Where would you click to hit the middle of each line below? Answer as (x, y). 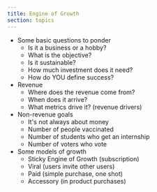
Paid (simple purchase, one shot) (75, 173)
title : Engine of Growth (43, 14)
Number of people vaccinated (70, 129)
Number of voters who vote (67, 144)
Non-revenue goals (45, 114)
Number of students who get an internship (89, 136)
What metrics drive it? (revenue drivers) (85, 107)
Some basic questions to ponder (64, 40)
